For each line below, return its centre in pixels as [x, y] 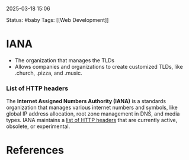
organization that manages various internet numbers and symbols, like [92, 108]
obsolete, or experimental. [38, 126]
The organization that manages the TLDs [64, 60]
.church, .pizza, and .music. [48, 73]
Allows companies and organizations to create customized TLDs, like [99, 66]
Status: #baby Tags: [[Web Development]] [57, 20]
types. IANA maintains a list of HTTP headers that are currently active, [92, 120]
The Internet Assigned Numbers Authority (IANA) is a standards [86, 101]
